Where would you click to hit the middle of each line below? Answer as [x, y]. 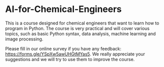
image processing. [24, 39]
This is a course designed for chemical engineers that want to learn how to [82, 23]
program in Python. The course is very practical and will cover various [77, 28]
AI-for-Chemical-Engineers [63, 9]
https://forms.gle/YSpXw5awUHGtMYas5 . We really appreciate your [75, 54]
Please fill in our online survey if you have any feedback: [63, 48]
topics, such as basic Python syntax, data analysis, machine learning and [80, 33]
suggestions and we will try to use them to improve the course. [70, 59]
